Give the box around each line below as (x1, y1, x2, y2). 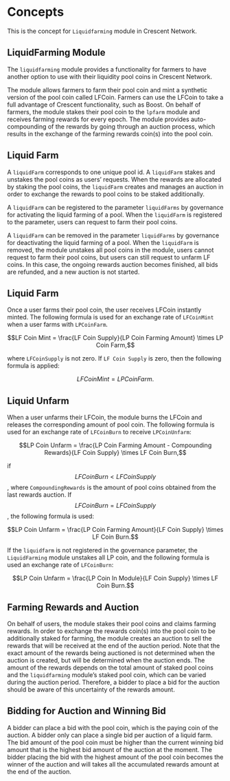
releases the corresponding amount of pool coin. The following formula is (7, 420, 215, 429)
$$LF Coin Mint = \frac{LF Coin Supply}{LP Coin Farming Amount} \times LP (7, 334, 224, 342)
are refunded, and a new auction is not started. (7, 268, 140, 276)
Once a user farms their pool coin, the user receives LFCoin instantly (7, 306, 202, 314)
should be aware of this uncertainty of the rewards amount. (7, 685, 175, 694)
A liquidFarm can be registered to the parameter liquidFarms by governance (7, 203, 224, 211)
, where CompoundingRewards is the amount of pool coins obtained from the (7, 483, 216, 492)
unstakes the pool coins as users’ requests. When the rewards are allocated (7, 175, 222, 183)
